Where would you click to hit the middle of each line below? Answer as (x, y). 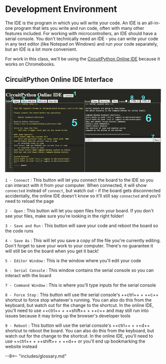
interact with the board (28, 276)
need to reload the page (30, 201)
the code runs (19, 231)
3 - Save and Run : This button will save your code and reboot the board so (82, 226)
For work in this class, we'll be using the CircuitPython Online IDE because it (83, 59)
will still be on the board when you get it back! (52, 251)
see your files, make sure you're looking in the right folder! (64, 216)
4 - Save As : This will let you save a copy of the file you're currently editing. (83, 241)
